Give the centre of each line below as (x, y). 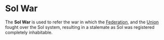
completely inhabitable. (29, 32)
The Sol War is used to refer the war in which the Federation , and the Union (82, 22)
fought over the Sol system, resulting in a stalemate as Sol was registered (80, 27)
